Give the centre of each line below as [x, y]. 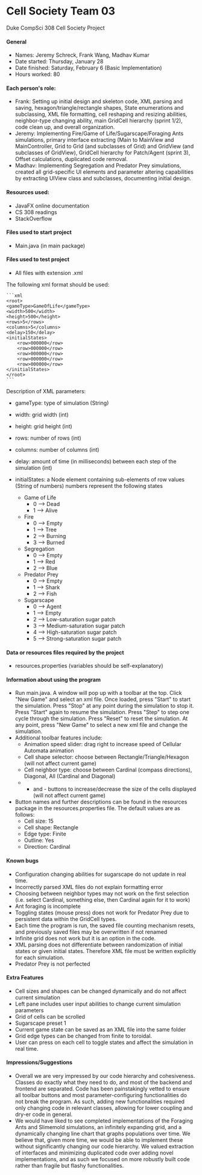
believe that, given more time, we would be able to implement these [99, 1140]
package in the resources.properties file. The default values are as [98, 808]
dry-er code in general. [44, 1114]
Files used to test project [38, 259]
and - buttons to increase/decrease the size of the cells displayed [115, 789]
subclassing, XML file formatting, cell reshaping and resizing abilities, [101, 114]
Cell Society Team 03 [61, 11]
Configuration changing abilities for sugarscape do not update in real [100, 874]
